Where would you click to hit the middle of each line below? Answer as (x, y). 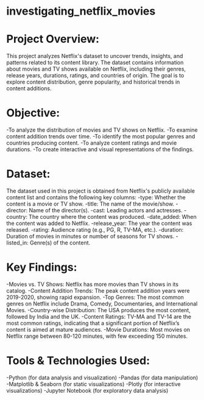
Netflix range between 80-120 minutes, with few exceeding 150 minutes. (97, 336)
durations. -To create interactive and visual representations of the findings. (100, 149)
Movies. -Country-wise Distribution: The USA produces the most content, (98, 310)
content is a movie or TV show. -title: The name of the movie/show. (90, 204)
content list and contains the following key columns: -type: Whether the (96, 197)
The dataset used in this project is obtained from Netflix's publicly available (100, 191)
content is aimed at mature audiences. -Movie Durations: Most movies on (98, 329)
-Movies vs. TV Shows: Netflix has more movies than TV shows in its (92, 284)
